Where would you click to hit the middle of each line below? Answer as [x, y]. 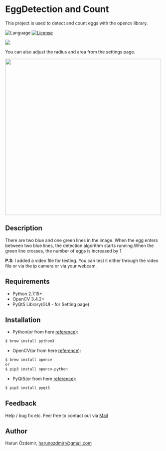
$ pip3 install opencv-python [37, 369]
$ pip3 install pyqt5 [28, 388]
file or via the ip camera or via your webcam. [51, 265]
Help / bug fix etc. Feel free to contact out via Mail [57, 415]
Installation [23, 320]
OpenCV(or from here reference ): [47, 350]
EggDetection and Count [57, 9]
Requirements [27, 282]
